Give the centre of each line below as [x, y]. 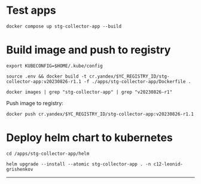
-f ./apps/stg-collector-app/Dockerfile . [137, 81]
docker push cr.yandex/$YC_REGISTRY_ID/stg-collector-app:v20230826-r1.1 [100, 114]
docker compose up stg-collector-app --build [64, 26]
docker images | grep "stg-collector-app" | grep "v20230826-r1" [89, 92]
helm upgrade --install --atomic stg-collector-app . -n [79, 164]
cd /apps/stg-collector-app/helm [48, 154]
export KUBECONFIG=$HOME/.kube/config [54, 66]
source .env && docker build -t [46, 76]
